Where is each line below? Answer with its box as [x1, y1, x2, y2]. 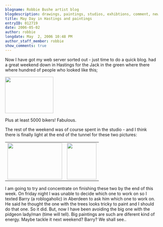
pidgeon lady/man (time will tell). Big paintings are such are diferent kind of [5, 211, 155, 217]
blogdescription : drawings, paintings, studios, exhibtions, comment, [5, 12, 151, 17]
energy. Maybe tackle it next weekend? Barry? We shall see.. [5, 216, 127, 222]
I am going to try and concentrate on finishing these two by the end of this [5, 185, 154, 191]
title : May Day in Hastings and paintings [5, 16, 92, 21]
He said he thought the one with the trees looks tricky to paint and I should [5, 201, 154, 207]
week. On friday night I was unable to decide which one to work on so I [5, 191, 147, 196]
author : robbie [5, 30, 36, 35]
